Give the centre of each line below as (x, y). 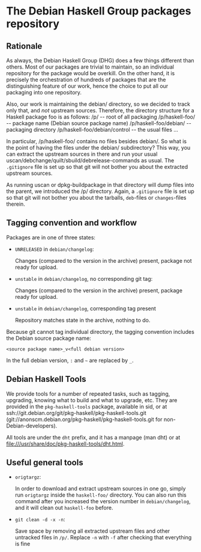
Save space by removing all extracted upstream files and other (92, 531)
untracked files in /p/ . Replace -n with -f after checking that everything (103, 538)
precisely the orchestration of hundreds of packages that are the (86, 80)
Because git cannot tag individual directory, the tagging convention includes (100, 331)
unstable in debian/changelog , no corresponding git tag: (84, 278)
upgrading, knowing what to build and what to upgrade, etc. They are (92, 400)
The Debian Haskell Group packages (99, 11)
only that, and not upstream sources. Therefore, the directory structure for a (100, 110)
